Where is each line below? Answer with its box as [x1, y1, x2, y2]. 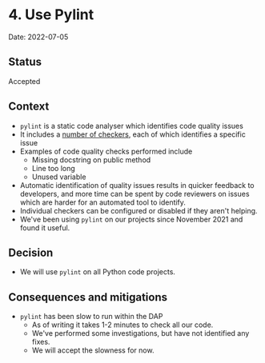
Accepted [8, 76, 41, 86]
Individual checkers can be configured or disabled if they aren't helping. [19, 205, 258, 215]
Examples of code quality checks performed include [19, 146, 193, 156]
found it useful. [19, 222, 70, 233]
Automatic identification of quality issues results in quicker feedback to [19, 180, 255, 189]
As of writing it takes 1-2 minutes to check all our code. [31, 320, 214, 329]
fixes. [31, 337, 50, 347]
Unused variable [31, 172, 86, 181]
